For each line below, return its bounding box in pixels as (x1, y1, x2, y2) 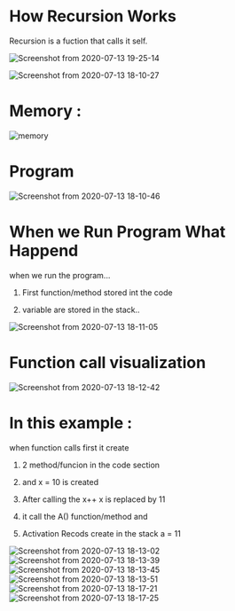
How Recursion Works (9, 6, 177, 27)
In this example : (9, 412, 133, 433)
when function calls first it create (9, 442, 129, 453)
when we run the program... (9, 270, 111, 280)
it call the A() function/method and (21, 511, 148, 521)
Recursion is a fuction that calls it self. (9, 35, 148, 46)
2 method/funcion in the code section (21, 459, 161, 470)
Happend (9, 241, 79, 261)
